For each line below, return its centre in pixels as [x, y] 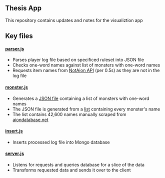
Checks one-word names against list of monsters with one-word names [86, 65]
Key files [19, 36]
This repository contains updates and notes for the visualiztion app [74, 20]
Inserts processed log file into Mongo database [61, 142]
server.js [14, 153]
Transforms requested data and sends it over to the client [71, 170]
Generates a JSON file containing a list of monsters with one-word [81, 98]
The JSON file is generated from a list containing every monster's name [86, 109]
